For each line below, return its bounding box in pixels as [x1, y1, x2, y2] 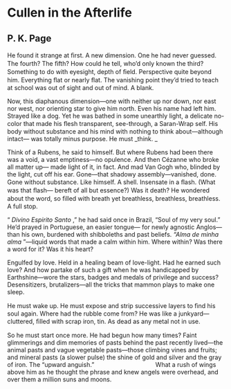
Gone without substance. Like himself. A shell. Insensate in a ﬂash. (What [7, 178, 216, 186]
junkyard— [178, 309, 210, 318]
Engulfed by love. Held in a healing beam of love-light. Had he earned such [7, 258, 221, 266]
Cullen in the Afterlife [7, 5, 133, 21]
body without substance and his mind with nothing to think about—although [7, 127, 223, 136]
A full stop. [7, 202, 38, 210]
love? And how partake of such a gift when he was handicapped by [7, 266, 199, 274]
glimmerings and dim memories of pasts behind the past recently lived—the [7, 338, 223, 347]
